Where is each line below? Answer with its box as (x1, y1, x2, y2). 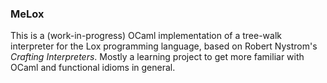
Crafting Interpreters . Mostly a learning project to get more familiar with (10, 51, 305, 63)
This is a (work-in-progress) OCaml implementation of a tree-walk (10, 30, 282, 42)
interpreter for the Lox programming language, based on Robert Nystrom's (10, 40, 318, 52)
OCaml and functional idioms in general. (10, 62, 176, 74)
